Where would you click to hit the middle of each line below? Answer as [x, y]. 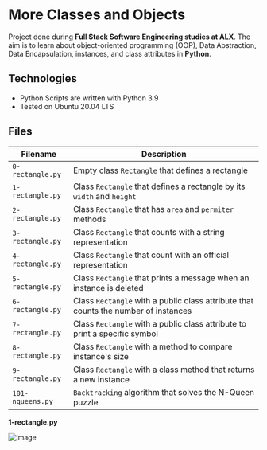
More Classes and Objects [97, 15]
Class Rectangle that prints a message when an [161, 278]
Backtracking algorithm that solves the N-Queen [163, 392]
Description [164, 154]
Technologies [43, 78]
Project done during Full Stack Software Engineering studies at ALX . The [130, 37]
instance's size [101, 356]
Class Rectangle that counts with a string [149, 232]
